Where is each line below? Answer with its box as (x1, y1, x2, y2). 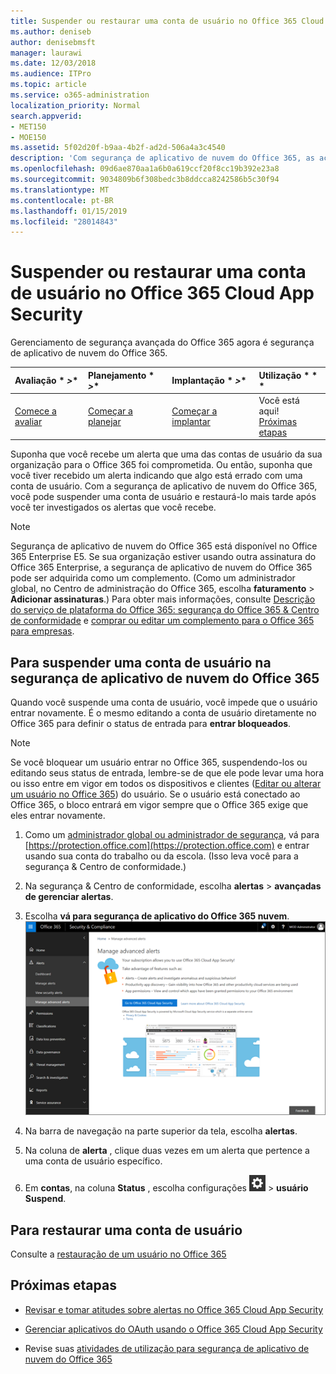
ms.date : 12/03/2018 (10, 58, 97, 69)
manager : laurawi (10, 48, 83, 58)
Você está (258, 394, 300, 406)
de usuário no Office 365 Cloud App (10, 282, 315, 305)
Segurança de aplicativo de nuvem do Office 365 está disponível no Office (10, 540, 318, 552)
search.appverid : (10, 111, 83, 121)
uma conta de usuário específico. (24, 1155, 163, 1167)
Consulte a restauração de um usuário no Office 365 (10, 1248, 227, 1260)
